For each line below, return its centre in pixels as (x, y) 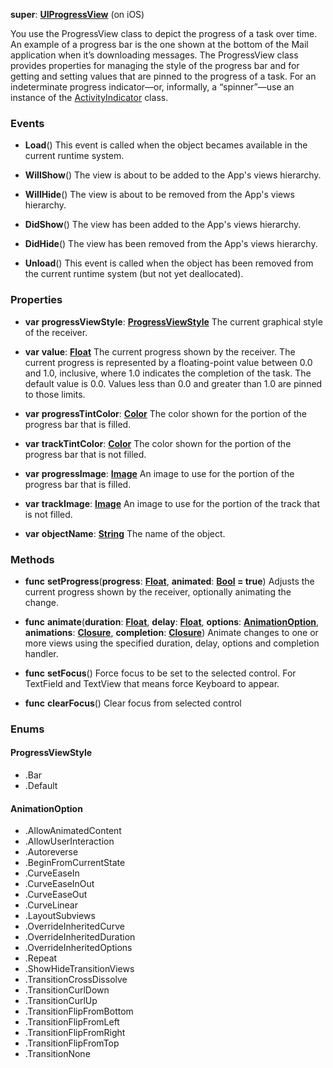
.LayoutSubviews (60, 916)
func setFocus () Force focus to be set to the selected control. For (160, 673)
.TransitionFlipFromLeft (72, 1022)
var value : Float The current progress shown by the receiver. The (160, 351)
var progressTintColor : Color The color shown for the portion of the (165, 413)
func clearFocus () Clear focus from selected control (133, 703)
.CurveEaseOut (56, 895)
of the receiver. (56, 332)
